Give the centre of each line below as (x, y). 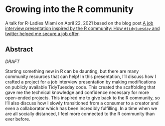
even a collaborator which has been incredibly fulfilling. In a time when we (81, 108)
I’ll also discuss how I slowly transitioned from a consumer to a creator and (82, 103)
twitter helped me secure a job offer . (42, 33)
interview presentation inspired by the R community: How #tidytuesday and (82, 28)
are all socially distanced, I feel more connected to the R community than (80, 113)
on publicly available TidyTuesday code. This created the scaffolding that (80, 87)
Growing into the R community (69, 9)
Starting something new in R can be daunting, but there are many (72, 71)
